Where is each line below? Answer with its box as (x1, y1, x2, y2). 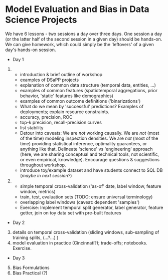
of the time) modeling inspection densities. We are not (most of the (20, 135, 158, 141)
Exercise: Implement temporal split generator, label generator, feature (20, 204, 163, 210)
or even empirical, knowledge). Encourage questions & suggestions (20, 156, 159, 162)
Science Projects (5, 14, 77, 26)
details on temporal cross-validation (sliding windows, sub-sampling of (12, 229, 159, 235)
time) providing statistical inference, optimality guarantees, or (20, 140, 147, 146)
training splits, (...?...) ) (12, 234, 59, 240)
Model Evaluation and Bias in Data (5, 4, 149, 15)
